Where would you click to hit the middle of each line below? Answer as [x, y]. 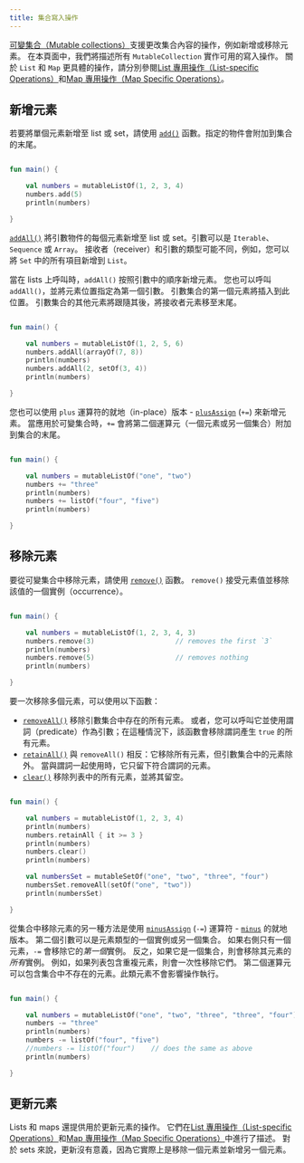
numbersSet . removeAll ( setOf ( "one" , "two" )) [109, 885]
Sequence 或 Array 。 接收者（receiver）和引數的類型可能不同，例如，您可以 [149, 249]
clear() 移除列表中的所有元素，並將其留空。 [105, 777]
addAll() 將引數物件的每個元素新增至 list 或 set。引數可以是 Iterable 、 [142, 237]
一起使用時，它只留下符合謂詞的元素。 [143, 765]
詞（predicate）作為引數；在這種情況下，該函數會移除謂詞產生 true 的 [153, 731]
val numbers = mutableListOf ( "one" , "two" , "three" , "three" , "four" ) [161, 1015]
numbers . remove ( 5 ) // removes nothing [137, 658]
